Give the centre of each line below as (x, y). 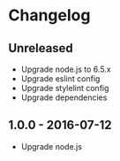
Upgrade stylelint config (65, 88)
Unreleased (41, 48)
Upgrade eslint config (60, 79)
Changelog (49, 15)
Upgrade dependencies (64, 97)
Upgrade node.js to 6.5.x (66, 69)
